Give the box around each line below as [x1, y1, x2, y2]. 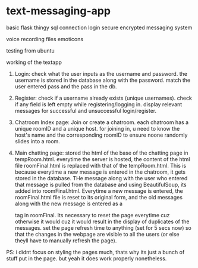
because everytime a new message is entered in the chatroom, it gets [14, 168, 186, 175]
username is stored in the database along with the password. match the [14, 76, 191, 84]
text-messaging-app [6, 4, 111, 18]
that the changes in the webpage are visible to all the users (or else [14, 230, 180, 238]
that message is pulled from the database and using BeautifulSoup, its [14, 181, 187, 188]
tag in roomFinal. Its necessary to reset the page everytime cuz [14, 211, 170, 218]
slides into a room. [14, 137, 61, 144]
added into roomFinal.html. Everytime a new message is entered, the [14, 187, 183, 195]
